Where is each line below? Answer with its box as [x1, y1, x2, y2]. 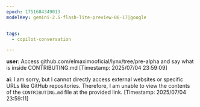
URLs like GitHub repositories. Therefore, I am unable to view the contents [6, 82, 190, 90]
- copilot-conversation [11, 36, 71, 42]
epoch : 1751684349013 [6, 8, 61, 15]
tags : [6, 31, 20, 37]
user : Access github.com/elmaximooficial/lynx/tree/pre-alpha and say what [6, 58, 194, 65]
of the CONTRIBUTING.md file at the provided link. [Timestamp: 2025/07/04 [6, 88, 187, 96]
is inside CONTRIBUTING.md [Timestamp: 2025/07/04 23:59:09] [6, 64, 167, 72]
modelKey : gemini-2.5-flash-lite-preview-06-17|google [6, 14, 147, 20]
